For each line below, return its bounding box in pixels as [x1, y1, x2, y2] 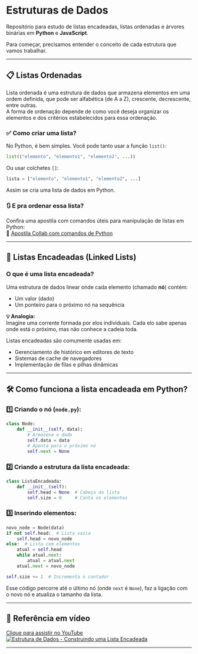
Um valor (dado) [14, 295, 55, 302]
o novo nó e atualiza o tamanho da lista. [6, 591, 103, 598]
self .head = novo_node [16, 535, 72, 542]
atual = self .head [16, 547, 62, 552]
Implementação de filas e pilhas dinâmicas [14, 361, 118, 368]
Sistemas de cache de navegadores [14, 355, 102, 362]
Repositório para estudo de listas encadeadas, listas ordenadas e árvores [6, 23, 184, 30]
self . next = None [27, 448, 70, 454]
